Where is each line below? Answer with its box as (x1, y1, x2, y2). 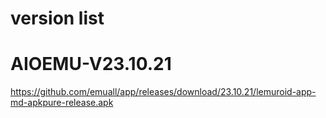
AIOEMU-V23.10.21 (10, 53, 172, 76)
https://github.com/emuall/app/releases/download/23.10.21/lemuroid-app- (10, 86, 317, 98)
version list (10, 7, 105, 30)
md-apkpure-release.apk (10, 97, 114, 109)
